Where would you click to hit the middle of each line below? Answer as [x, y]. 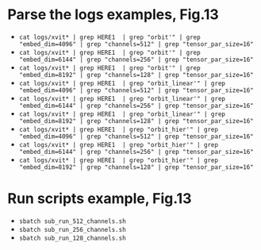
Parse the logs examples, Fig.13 [113, 15]
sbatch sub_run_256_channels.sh [72, 229]
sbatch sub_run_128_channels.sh [72, 238]
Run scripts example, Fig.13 [100, 199]
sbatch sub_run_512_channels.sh [72, 221]
